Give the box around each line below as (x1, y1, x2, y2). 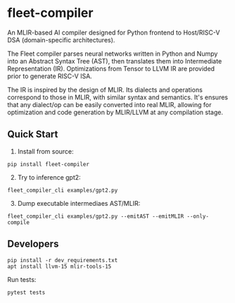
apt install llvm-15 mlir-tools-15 (7, 263, 112, 270)
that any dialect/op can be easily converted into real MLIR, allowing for (7, 100, 212, 109)
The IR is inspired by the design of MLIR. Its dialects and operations (7, 85, 203, 94)
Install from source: (17, 147, 74, 156)
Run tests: (7, 275, 37, 283)
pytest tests (7, 289, 46, 296)
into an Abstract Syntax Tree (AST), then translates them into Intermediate (7, 56, 222, 65)
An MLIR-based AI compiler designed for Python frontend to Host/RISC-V (7, 28, 220, 37)
